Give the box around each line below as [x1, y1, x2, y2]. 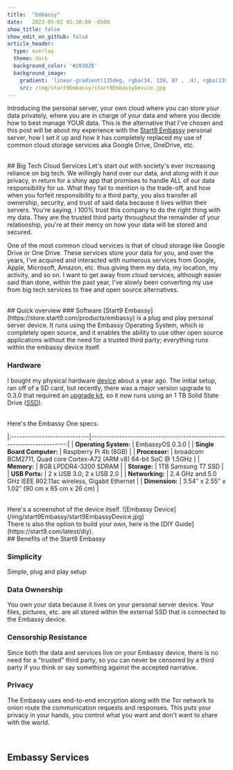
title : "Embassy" [7, 11, 60, 18]
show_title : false [7, 26, 60, 33]
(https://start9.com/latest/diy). [7, 527, 94, 535]
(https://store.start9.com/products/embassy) [7, 314, 135, 322]
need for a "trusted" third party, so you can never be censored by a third [7, 656, 214, 664]
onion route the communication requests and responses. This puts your [7, 703, 212, 712]
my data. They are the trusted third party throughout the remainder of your [7, 213, 221, 222]
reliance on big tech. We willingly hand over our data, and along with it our [7, 169, 219, 177]
